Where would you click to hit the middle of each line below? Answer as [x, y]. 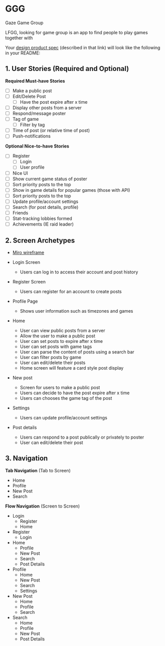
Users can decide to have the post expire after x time [75, 393]
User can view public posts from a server [62, 330]
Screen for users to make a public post [60, 387]
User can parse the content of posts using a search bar [77, 352]
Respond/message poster [39, 113]
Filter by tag [32, 125]
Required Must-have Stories [35, 81]
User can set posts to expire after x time [61, 341]
